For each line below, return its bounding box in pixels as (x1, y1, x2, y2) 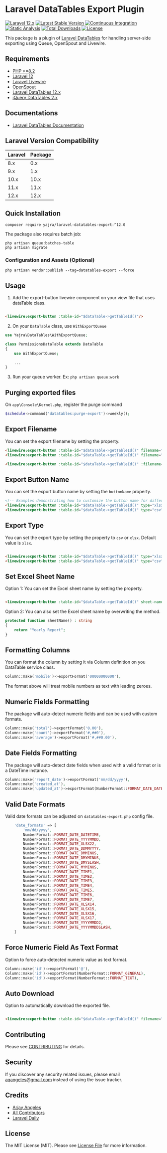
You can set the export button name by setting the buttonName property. (5, 489, 152, 495)
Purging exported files (5, 388, 76, 397)
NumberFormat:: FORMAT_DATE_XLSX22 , (23, 841, 97, 846)
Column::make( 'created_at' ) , (5, 781, 66, 786)
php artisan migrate (5, 245, 48, 250)
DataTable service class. (5, 664, 55, 670)
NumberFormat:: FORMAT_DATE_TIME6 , (23, 893, 94, 898)
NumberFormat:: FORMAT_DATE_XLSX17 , (23, 916, 97, 921)
